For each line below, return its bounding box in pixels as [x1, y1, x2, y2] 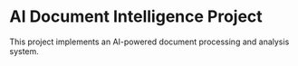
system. [9, 45, 39, 56]
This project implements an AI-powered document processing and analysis [9, 36, 290, 47]
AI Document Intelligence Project [9, 6, 263, 27]
